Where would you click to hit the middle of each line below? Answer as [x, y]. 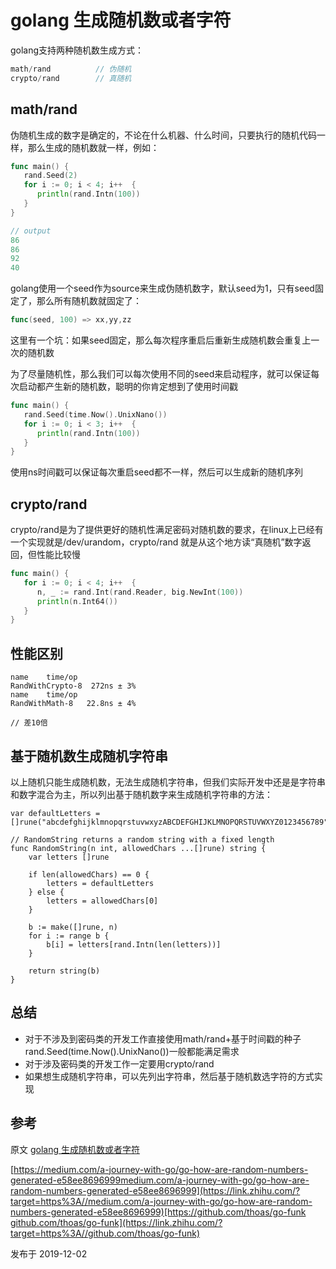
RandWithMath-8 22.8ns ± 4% [73, 704]
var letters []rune [69, 857]
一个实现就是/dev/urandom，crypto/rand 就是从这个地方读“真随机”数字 [156, 542]
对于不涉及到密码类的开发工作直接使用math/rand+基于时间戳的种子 [163, 1038]
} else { [46, 892]
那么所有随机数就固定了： [89, 301]
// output [31, 231]
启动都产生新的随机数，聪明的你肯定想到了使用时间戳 [128, 386]
